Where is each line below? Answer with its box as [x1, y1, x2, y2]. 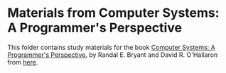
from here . [7, 58, 38, 66]
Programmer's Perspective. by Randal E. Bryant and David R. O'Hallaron [7, 51, 218, 59]
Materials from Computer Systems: [7, 5, 220, 21]
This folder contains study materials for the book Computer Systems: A [7, 43, 215, 51]
